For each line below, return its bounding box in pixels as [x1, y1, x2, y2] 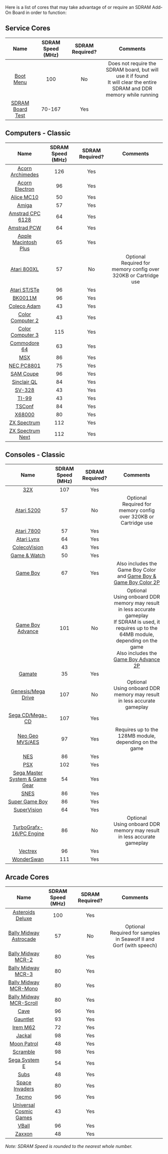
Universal [12, 1102, 35, 1109]
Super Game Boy [8, 798, 48, 805]
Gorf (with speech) [112, 942, 157, 949]
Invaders [13, 1085, 34, 1092]
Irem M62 [12, 1024, 35, 1031]
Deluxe [15, 915, 32, 922]
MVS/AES [16, 739, 39, 746]
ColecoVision [12, 544, 43, 551]
